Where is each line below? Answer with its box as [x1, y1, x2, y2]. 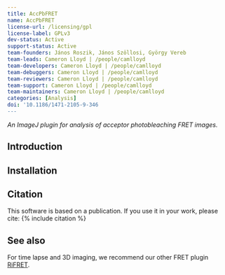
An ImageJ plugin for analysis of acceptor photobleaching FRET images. [7, 120, 218, 129]
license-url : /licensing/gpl [7, 23, 93, 30]
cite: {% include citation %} [7, 214, 86, 223]
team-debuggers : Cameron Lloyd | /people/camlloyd [7, 69, 158, 76]
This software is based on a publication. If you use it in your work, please [7, 207, 219, 216]
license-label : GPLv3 [7, 29, 71, 37]
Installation [7, 164, 57, 176]
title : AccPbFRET [7, 10, 58, 17]
